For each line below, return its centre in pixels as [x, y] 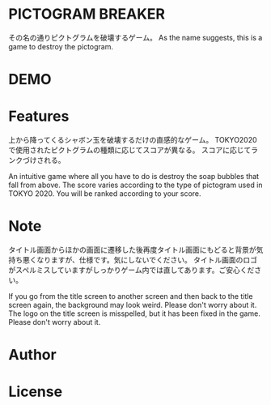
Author [32, 355]
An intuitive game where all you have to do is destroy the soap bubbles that [134, 177]
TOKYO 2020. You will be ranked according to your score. [105, 194]
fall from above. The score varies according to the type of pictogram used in [135, 185]
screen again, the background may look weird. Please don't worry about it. [133, 305]
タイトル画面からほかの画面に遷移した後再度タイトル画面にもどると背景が [132, 249]
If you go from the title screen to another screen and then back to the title [131, 296]
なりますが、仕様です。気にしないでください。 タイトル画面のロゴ [146, 260]
